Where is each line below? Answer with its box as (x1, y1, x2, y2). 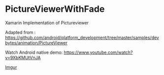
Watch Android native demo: (5, 49, 63, 55)
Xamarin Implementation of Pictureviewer (5, 20, 89, 26)
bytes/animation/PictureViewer (5, 39, 68, 45)
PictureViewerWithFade (5, 3, 105, 15)
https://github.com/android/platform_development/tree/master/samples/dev (5, 35, 159, 40)
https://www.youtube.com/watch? (64, 49, 133, 55)
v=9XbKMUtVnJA (5, 54, 41, 60)
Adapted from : (5, 29, 36, 35)
